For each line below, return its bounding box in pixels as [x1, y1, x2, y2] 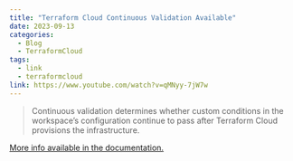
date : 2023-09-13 [9, 22, 75, 31]
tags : [9, 55, 30, 64]
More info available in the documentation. [9, 142, 165, 153]
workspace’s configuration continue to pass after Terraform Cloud [31, 115, 279, 126]
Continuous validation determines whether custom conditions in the [31, 105, 284, 116]
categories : [9, 30, 54, 39]
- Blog [17, 38, 43, 48]
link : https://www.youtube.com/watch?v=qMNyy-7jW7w [9, 80, 208, 90]
